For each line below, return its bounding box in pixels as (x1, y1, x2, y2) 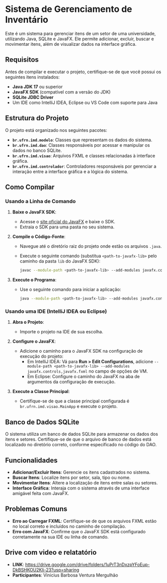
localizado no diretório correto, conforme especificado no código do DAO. (5, 442, 157, 448)
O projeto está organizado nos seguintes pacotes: (5, 127, 108, 133)
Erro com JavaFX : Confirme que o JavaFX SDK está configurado (12, 528, 146, 534)
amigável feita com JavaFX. (12, 490, 70, 496)
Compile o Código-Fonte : (12, 234, 66, 240)
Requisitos (5, 56, 39, 64)
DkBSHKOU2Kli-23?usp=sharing (12, 567, 80, 573)
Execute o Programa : (12, 277, 57, 283)
